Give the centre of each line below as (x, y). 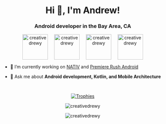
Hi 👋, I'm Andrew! (83, 10)
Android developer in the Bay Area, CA (83, 26)
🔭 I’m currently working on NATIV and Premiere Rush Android (74, 67)
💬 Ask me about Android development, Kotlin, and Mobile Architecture (86, 77)
